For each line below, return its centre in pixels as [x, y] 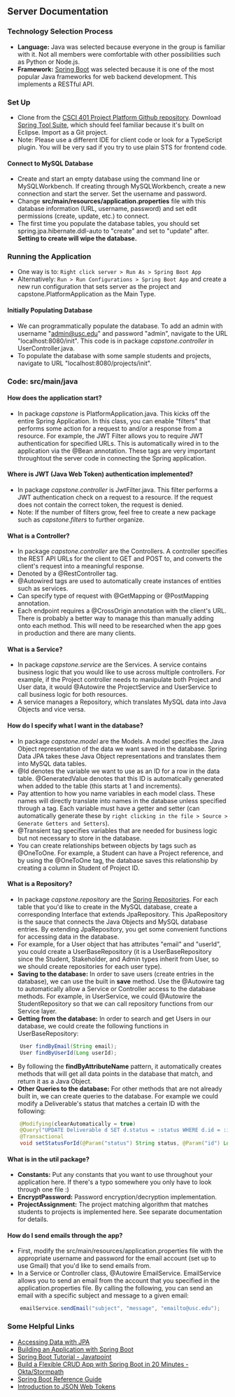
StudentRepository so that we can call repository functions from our [115, 1003]
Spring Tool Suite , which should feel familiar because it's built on [111, 125]
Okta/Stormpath [41, 1371]
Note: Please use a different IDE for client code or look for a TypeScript [120, 139]
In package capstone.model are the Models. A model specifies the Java [121, 741]
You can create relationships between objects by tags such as [107, 845]
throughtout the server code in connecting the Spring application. [112, 458]
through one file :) [43, 1190]
